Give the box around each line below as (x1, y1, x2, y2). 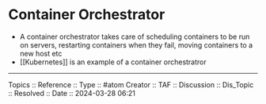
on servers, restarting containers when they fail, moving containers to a (19, 40, 253, 49)
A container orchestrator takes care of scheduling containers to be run (19, 32, 250, 41)
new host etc (19, 48, 63, 58)
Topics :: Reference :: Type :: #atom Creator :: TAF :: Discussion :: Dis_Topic (8, 79, 254, 89)
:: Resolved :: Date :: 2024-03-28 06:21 (8, 88, 136, 98)
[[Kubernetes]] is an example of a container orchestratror (19, 57, 207, 67)
